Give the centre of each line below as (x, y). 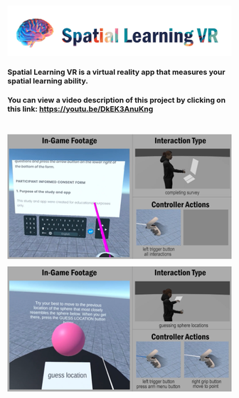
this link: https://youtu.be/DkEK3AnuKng (80, 109)
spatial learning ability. (48, 80)
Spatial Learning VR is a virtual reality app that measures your (116, 72)
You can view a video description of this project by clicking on (117, 100)
